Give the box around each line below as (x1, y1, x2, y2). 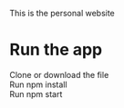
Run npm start (9, 88, 63, 99)
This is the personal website (9, 8, 116, 18)
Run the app (9, 40, 103, 60)
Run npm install (9, 79, 67, 90)
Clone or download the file (9, 69, 109, 80)
